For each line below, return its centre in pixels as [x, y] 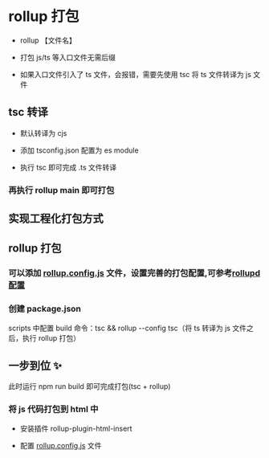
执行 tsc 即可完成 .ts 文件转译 [68, 167]
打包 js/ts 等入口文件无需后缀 [68, 57]
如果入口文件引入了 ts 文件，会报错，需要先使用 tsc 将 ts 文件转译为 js [135, 74]
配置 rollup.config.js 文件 [61, 445]
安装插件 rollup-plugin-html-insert [76, 428]
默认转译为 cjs [43, 133]
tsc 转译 [28, 112]
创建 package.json [45, 309]
